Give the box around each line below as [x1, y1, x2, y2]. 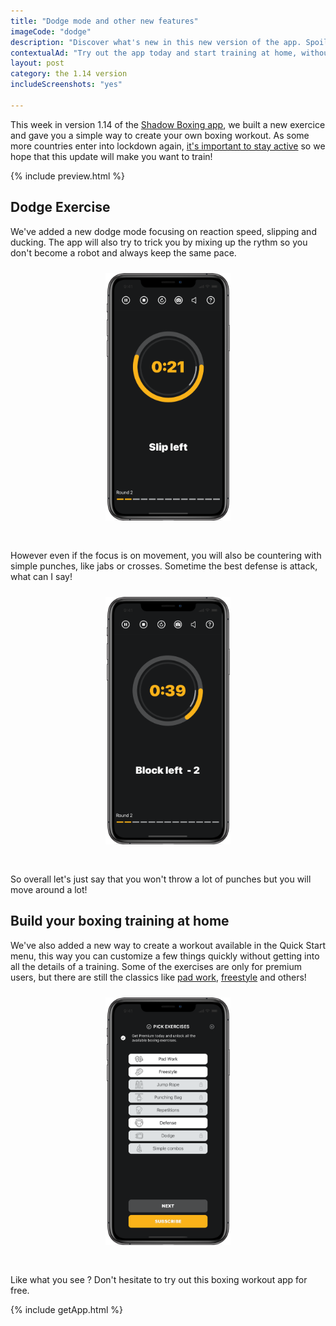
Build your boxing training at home [10, 913, 230, 930]
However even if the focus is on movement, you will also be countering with [10, 549, 322, 561]
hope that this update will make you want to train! [10, 150, 213, 162]
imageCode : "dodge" [10, 26, 92, 37]
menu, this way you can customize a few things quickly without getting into [10, 950, 320, 962]
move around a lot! [10, 883, 88, 895]
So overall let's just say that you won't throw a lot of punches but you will [10, 873, 312, 885]
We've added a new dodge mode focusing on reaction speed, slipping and [10, 225, 317, 237]
